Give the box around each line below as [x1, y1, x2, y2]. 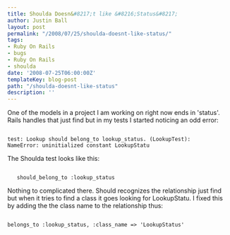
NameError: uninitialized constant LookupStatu [7, 142, 150, 149]
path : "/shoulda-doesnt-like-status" [7, 83, 119, 90]
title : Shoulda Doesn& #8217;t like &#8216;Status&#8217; [7, 10, 178, 18]
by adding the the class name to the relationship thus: [7, 202, 164, 210]
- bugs [7, 50, 27, 57]
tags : [7, 37, 23, 44]
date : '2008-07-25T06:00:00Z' [7, 69, 97, 76]
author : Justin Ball [7, 17, 68, 24]
